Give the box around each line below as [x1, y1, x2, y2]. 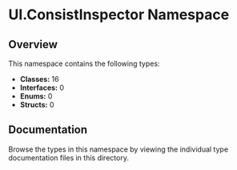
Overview [8, 38, 58, 51]
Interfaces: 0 [19, 83, 65, 92]
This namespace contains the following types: [8, 59, 160, 68]
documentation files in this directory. [8, 152, 130, 162]
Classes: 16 [19, 75, 59, 83]
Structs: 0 [19, 100, 54, 109]
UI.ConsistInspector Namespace [8, 6, 230, 24]
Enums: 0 [19, 91, 53, 101]
